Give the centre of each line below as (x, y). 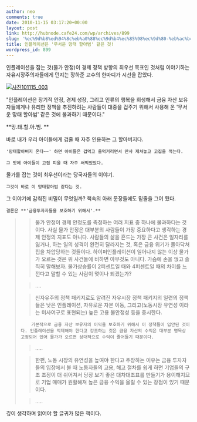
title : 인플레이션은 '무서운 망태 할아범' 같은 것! (60, 45)
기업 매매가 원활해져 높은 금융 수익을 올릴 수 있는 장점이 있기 (110, 382)
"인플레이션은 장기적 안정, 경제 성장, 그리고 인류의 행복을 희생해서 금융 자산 (92, 99)
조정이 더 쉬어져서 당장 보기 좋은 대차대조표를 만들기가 (103, 374)
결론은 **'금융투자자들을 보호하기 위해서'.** (53, 210)
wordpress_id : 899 (28, 50)
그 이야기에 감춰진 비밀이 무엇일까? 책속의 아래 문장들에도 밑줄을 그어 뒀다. (91, 198)
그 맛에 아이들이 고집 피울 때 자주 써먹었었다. (55, 163)
